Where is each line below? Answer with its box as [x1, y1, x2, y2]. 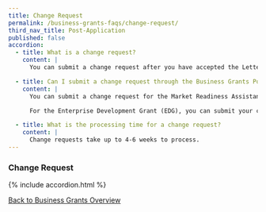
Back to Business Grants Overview [8, 195, 121, 205]
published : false [8, 33, 66, 42]
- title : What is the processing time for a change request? [15, 121, 222, 129]
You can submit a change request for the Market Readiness [28, 92, 228, 100]
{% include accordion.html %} [8, 180, 107, 190]
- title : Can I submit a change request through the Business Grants [15, 77, 249, 86]
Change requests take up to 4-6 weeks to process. [28, 136, 200, 144]
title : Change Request [8, 11, 83, 20]
